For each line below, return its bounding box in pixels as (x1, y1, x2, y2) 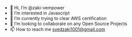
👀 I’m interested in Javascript (9, 10, 70, 16)
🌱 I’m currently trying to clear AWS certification (9, 15, 107, 21)
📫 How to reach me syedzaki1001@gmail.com (9, 26, 106, 32)
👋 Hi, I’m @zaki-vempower (9, 5, 65, 10)
